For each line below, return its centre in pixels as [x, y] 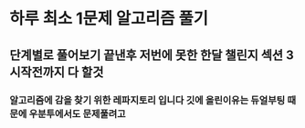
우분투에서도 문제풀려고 [77, 113]
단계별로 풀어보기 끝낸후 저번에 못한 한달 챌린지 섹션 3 [152, 55]
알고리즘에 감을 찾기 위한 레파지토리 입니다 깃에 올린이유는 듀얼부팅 [147, 100]
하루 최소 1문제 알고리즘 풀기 [109, 19]
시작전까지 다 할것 [57, 72]
